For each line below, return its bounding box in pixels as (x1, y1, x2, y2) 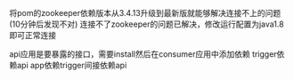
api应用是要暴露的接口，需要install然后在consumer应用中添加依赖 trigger (9, 49, 278, 59)
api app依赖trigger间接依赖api (16, 60, 127, 70)
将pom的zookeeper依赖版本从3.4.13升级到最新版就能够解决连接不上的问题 (9, 8, 282, 18)
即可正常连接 (9, 30, 56, 40)
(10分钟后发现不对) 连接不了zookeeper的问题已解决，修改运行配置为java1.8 (9, 19, 284, 29)
